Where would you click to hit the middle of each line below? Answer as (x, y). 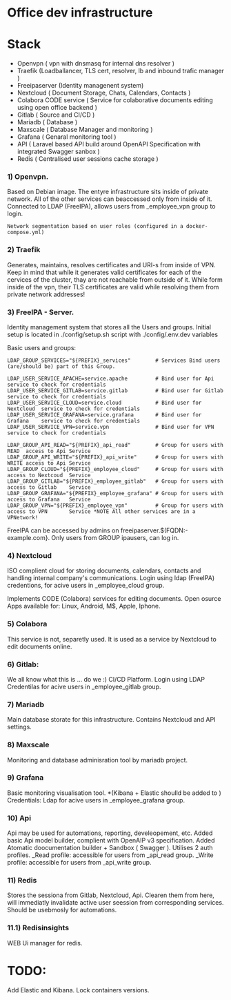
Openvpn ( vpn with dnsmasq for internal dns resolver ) (96, 64)
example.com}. (29, 538)
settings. (20, 727)
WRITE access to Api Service (49, 463)
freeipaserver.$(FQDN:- (154, 530)
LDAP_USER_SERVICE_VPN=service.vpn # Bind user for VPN (111, 427)
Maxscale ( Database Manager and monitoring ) (85, 130)
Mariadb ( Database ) (47, 122)
